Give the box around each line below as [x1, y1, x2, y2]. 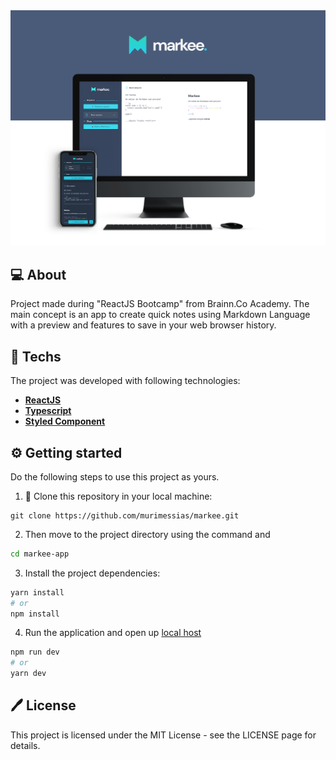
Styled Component [24, 415, 106, 428]
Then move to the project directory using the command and [24, 528, 271, 540]
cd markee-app [10, 549, 70, 559]
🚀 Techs [10, 348, 62, 365]
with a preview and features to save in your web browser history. [10, 319, 277, 331]
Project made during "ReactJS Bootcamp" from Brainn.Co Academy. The [10, 298, 310, 310]
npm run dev [10, 647, 60, 658]
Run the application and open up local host [24, 627, 202, 639]
